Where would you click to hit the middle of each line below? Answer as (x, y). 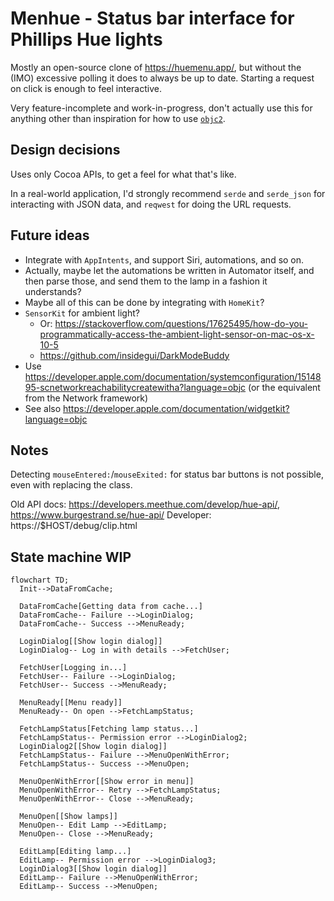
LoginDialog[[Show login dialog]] (91, 642)
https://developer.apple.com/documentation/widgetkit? (176, 408)
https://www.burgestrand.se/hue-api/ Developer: (111, 515)
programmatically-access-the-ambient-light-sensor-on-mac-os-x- (177, 334)
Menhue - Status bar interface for (152, 18)
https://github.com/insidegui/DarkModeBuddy (134, 355)
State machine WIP (71, 557)
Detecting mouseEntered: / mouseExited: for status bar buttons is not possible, (167, 474)
